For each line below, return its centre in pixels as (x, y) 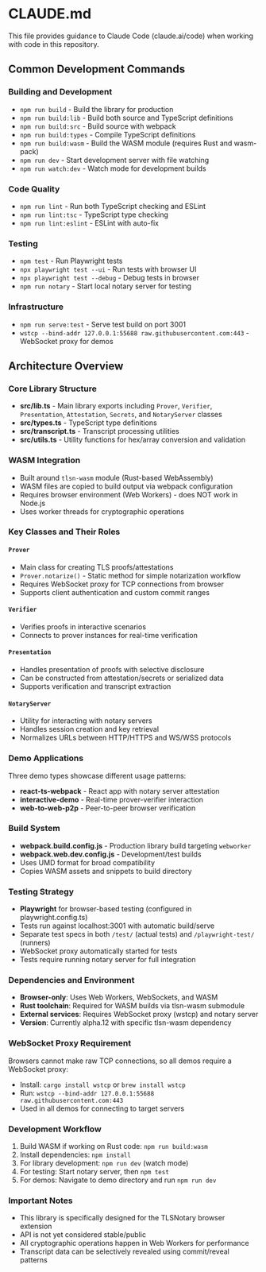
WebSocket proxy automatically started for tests (98, 951)
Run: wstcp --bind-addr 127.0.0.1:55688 (87, 1092)
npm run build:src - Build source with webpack (98, 126)
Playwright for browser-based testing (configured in (106, 909)
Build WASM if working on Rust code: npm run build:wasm (114, 1146)
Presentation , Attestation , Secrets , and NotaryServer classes (121, 415)
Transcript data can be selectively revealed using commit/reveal (125, 1251)
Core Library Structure (52, 389)
